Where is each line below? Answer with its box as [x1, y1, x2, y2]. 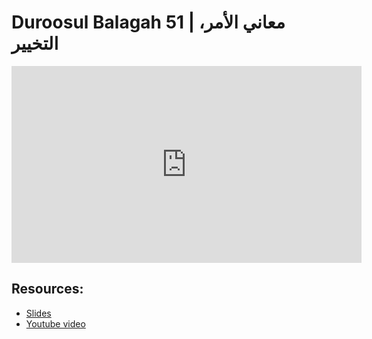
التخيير [11, 32, 59, 55]
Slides [25, 307, 52, 319]
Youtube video [25, 317, 86, 330]
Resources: [11, 281, 84, 298]
